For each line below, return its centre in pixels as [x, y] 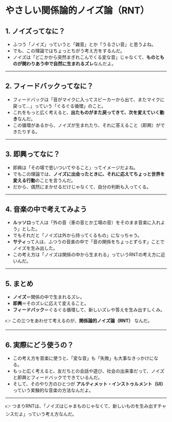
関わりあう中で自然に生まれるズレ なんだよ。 [69, 64]
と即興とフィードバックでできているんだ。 [58, 377]
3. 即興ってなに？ [33, 154]
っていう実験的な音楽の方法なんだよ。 [53, 390]
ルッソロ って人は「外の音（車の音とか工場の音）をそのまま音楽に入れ [87, 223]
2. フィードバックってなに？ [49, 86]
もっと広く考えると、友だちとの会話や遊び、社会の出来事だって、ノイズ [89, 371]
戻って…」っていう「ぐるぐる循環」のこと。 [59, 106]
